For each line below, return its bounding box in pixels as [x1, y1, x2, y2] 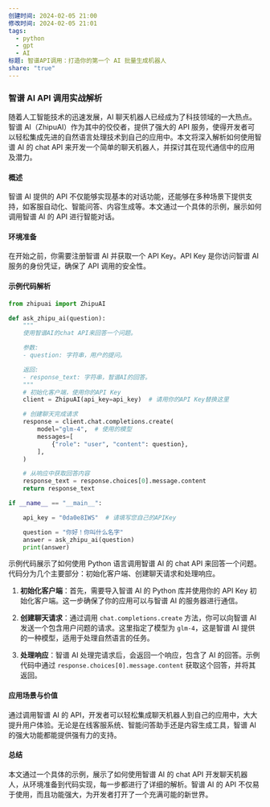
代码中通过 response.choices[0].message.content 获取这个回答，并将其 [19, 660, 256, 670]
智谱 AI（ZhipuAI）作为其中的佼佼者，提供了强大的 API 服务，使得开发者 [8, 122, 248, 132]
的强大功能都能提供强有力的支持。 [8, 730, 121, 739]
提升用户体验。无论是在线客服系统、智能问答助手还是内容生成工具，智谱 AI [8, 720, 257, 730]
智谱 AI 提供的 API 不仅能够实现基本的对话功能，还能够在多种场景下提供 [8, 192, 246, 201]
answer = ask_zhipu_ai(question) [22, 536, 135, 544]
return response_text [22, 485, 95, 493]
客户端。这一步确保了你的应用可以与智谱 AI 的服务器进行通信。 [34, 596, 243, 606]
